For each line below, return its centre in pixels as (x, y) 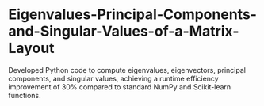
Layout (31, 48)
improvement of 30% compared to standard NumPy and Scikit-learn (120, 87)
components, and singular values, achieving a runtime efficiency (114, 78)
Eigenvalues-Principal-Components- (133, 15)
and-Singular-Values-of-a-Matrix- (124, 31)
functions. (25, 95)
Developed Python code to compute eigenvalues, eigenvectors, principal (127, 70)
